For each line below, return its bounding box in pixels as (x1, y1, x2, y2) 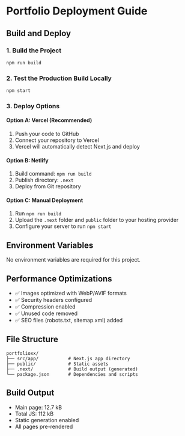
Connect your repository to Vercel (14, 137, 99, 144)
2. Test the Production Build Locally (6, 74, 112, 82)
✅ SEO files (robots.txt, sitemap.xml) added (14, 317, 123, 324)
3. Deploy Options (6, 102, 60, 110)
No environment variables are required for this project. (6, 256, 141, 263)
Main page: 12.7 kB (14, 404, 62, 411)
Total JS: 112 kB (14, 410, 54, 417)
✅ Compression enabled (14, 303, 76, 310)
